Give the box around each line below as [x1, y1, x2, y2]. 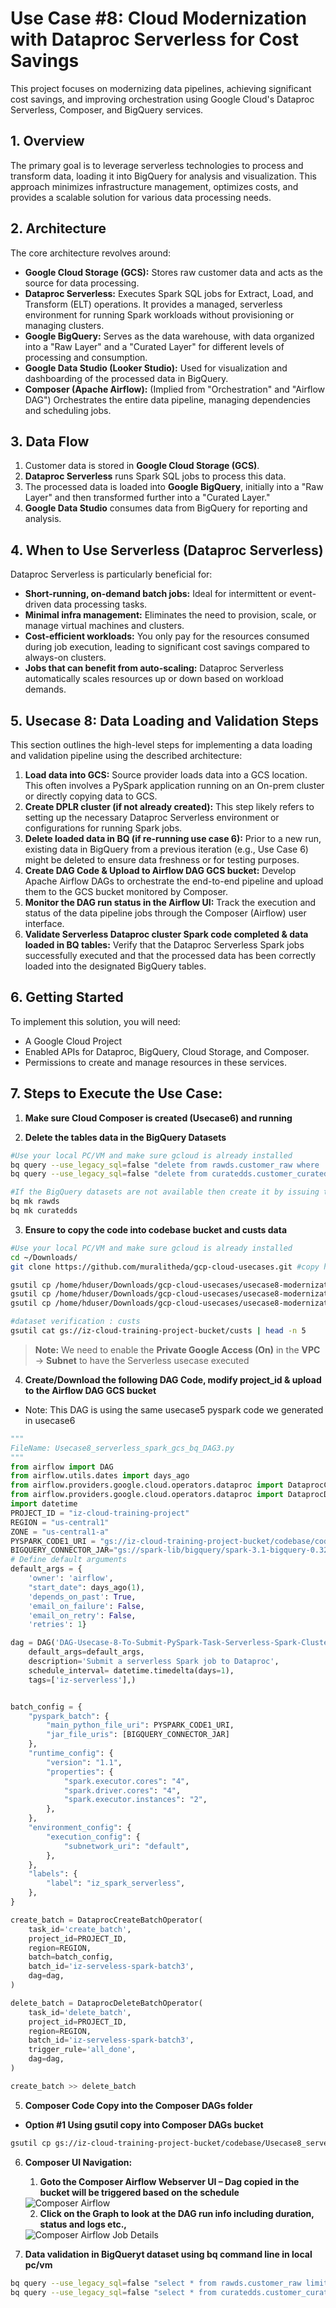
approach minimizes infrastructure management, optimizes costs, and [10, 180, 299, 192]
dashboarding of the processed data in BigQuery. [24, 372, 229, 384]
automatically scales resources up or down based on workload [24, 673, 284, 685]
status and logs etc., [39, 2218, 128, 2230]
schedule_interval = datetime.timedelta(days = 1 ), [28, 1665, 235, 1676]
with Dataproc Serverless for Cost [10, 28, 300, 51]
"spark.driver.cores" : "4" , [63, 1785, 182, 1796]
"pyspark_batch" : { [28, 1711, 110, 1721]
